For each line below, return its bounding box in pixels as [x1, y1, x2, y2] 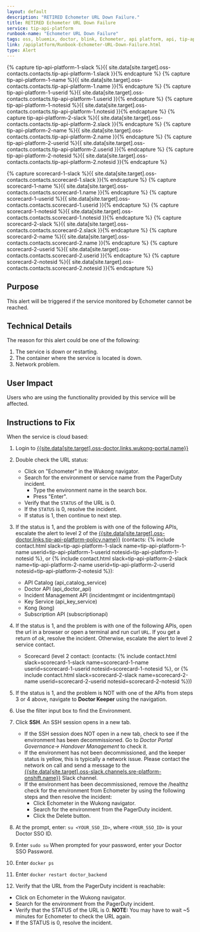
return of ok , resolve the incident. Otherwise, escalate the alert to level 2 [15, 635, 192, 642]
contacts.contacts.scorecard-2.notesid [7, 264, 102, 271]
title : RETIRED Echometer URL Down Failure [7, 20, 116, 26]
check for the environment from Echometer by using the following [24, 787, 186, 794]
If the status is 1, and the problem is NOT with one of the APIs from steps [15, 690, 193, 696]
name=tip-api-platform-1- [123, 542, 186, 549]
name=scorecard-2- [138, 672, 189, 678]
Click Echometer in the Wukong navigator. [33, 800, 136, 807]
